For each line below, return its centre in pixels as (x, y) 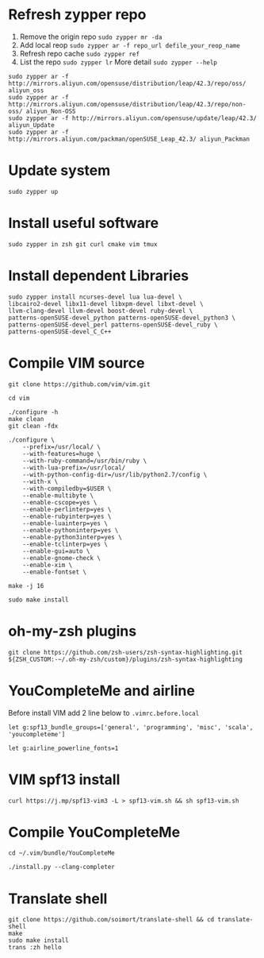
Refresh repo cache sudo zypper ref (80, 53)
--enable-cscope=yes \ (60, 502)
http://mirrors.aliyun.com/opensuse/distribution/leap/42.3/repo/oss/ (127, 83)
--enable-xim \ (48, 565)
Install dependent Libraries (98, 276)
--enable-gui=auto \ (56, 551)
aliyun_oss (26, 90)
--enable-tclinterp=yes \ (65, 544)
